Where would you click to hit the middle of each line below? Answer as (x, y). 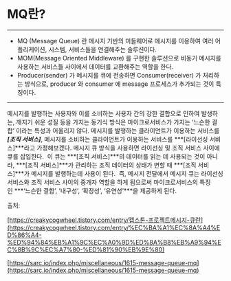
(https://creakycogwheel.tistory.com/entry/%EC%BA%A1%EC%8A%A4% (112, 227)
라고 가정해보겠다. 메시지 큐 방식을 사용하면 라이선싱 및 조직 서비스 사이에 (122, 148)
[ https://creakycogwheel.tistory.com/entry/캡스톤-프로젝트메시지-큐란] (105, 220)
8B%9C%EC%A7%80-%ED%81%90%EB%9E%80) (91, 249)
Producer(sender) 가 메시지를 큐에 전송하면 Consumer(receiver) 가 (109, 75)
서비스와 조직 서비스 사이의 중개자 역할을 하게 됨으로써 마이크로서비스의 (102, 182)
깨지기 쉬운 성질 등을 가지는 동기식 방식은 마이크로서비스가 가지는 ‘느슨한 (113, 122)
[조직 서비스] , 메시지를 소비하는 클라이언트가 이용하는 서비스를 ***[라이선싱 (108, 139)
